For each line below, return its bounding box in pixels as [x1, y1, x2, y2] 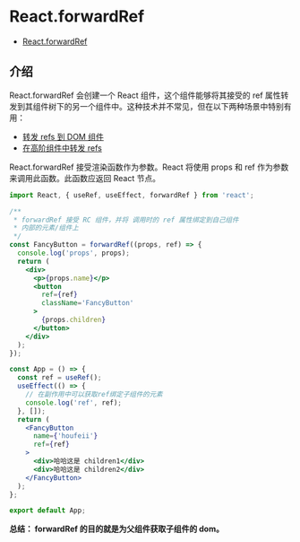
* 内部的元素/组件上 [13, 223, 79, 232]
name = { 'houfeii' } [32, 432, 99, 441]
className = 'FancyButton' [41, 299, 134, 308]
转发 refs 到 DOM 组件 [21, 131, 105, 142]
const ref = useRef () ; [17, 373, 102, 382]
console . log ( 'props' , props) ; [17, 249, 130, 258]
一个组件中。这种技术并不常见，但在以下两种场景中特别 [79, 101, 284, 111]
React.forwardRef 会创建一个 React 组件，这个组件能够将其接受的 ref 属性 [9, 90, 281, 101]
